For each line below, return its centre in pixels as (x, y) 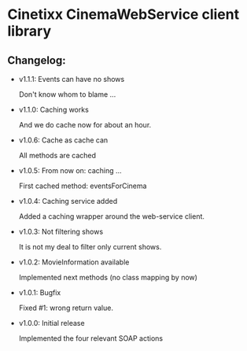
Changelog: (37, 60)
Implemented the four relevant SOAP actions (90, 338)
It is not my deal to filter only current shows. (90, 247)
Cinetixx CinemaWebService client (124, 15)
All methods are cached (57, 155)
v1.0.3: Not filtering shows (61, 231)
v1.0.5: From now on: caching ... (70, 170)
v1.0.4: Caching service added (68, 201)
